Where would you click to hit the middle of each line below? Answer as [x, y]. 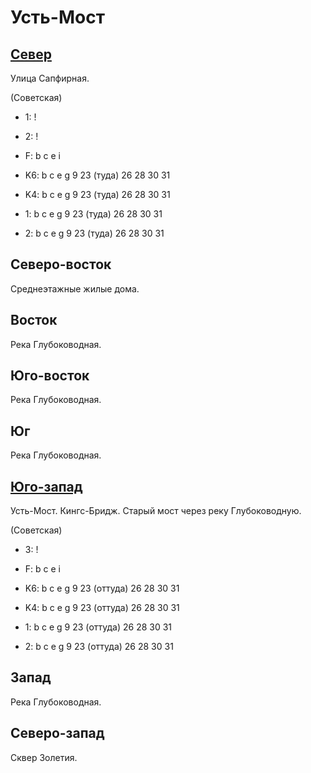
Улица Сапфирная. [50, 78]
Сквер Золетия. [44, 757]
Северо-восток [61, 264]
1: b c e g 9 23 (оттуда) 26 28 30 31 [98, 627]
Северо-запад [57, 733]
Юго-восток [50, 376]
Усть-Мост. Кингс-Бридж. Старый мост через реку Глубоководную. [156, 511]
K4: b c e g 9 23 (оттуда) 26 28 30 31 [102, 608]
